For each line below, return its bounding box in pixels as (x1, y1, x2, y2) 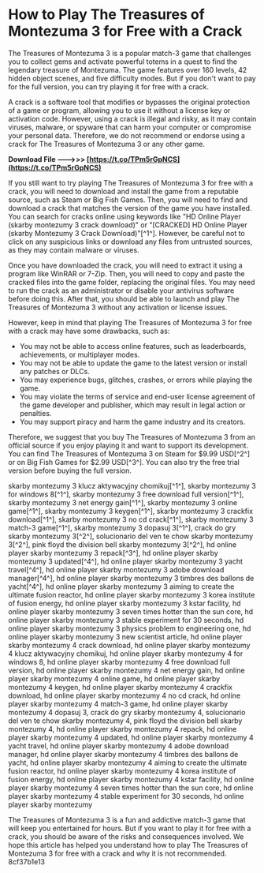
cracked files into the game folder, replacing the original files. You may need (8, 277, 255, 287)
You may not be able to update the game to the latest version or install (19, 358, 247, 368)
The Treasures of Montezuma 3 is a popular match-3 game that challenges (8, 48, 251, 58)
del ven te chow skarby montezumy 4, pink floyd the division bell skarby (8, 716, 243, 725)
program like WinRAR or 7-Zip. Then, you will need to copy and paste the (8, 268, 245, 278)
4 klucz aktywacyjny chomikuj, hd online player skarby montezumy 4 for (8, 649, 244, 658)
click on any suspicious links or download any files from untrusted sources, (8, 237, 253, 246)
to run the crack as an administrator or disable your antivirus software (8, 286, 235, 295)
